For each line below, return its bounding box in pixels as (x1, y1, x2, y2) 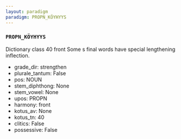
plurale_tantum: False (14, 69, 66, 77)
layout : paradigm (5, 8, 48, 15)
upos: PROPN (14, 95, 48, 102)
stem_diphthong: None (14, 82, 70, 89)
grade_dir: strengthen (14, 63, 67, 70)
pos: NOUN (14, 76, 42, 83)
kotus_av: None (14, 107, 52, 114)
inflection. (5, 51, 30, 59)
